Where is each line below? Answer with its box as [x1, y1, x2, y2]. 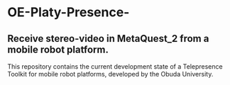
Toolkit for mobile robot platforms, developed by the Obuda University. [7, 70, 214, 78]
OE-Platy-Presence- [7, 4, 130, 21]
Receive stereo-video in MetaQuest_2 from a [7, 33, 209, 45]
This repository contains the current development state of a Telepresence [7, 62, 223, 71]
